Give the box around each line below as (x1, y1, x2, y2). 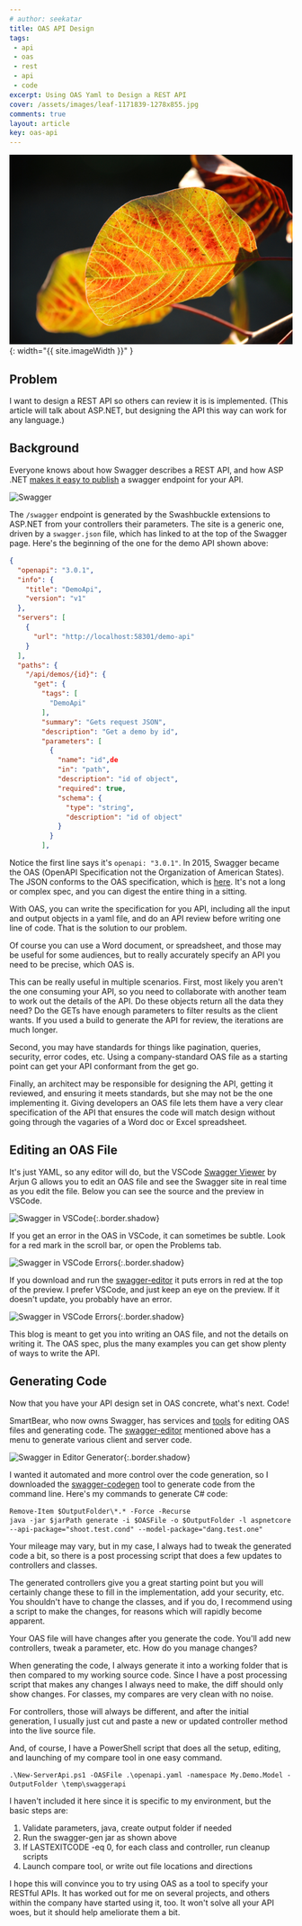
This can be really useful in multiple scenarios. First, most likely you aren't (9, 976, 283, 987)
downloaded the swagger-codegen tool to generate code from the (9, 1479, 255, 1489)
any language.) (9, 415, 65, 426)
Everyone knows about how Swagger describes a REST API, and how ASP (9, 464, 284, 475)
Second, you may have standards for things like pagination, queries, (9, 1042, 262, 1053)
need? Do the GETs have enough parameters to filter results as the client (9, 1005, 279, 1016)
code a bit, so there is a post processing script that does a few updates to (9, 1550, 282, 1561)
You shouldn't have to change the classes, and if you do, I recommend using (9, 1596, 293, 1606)
